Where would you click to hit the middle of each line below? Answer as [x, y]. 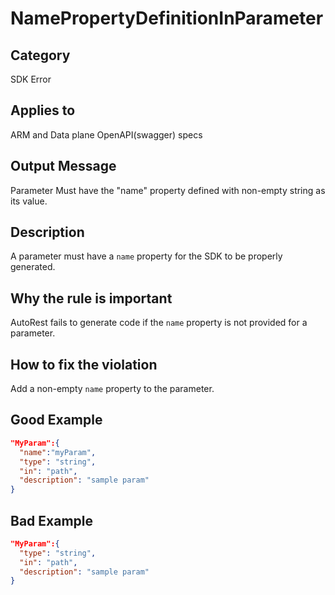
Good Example [56, 420]
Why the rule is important [91, 298]
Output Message [63, 166]
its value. [29, 201]
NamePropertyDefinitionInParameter [167, 18]
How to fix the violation [84, 364]
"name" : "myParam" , [58, 452]
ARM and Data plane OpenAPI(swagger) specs [106, 134]
